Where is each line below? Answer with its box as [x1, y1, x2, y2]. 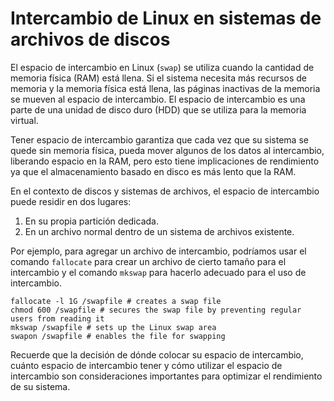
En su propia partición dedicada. [24, 215, 159, 227]
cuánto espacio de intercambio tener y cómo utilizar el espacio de [10, 359, 283, 371]
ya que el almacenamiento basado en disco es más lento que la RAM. [10, 165, 297, 177]
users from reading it [10, 313, 105, 324]
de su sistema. [10, 380, 71, 392]
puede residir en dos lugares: [10, 195, 132, 207]
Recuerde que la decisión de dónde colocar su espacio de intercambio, [10, 348, 304, 361]
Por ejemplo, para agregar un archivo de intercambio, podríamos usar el [10, 245, 307, 257]
